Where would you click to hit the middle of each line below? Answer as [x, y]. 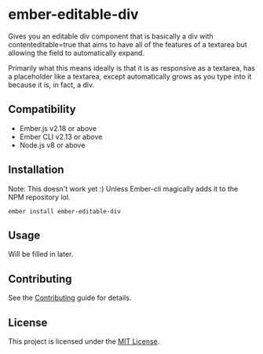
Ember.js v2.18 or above [58, 128]
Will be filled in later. [41, 254]
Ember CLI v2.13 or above [61, 137]
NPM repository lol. [39, 197]
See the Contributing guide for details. [70, 298]
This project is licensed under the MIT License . [84, 341]
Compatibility [42, 109]
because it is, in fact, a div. [51, 85]
